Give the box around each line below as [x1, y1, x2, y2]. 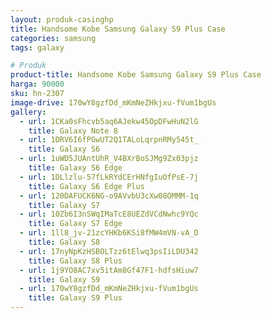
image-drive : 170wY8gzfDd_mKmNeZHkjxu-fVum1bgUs [10, 97, 217, 108]
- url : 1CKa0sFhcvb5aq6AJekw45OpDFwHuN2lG [19, 116, 199, 126]
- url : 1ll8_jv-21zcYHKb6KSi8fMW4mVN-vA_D [19, 228, 199, 238]
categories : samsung [10, 33, 97, 43]
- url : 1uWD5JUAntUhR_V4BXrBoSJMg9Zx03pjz [19, 154, 199, 164]
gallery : [10, 107, 47, 117]
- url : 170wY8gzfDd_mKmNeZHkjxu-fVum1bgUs [19, 284, 199, 294]
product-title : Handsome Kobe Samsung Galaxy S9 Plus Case [10, 70, 262, 80]
